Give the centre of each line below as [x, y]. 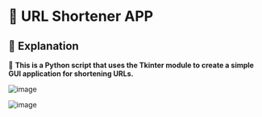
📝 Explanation [44, 46]
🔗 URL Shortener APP [81, 16]
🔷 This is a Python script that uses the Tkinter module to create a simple [131, 65]
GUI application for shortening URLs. [71, 74]
